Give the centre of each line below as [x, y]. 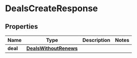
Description [96, 40]
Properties [22, 27]
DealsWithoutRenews [52, 48]
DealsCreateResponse [52, 9]
